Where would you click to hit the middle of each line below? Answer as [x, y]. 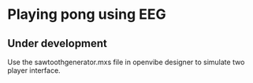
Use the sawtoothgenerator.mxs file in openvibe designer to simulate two [126, 62]
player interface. [34, 70]
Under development [58, 43]
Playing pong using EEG [87, 14]
